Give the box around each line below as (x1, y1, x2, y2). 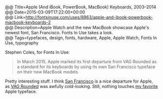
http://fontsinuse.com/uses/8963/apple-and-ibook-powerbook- (25, 14, 153, 20)
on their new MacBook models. (16, 69, 79, 74)
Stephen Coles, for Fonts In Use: (5, 49, 70, 55)
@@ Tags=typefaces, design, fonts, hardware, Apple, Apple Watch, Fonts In (5, 35, 157, 41)
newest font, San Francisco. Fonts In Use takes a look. (5, 30, 113, 35)
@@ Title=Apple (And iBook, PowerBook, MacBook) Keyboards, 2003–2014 (5, 4, 157, 10)
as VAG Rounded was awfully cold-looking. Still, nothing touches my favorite (5, 84, 158, 89)
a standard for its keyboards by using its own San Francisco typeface (16, 64, 156, 70)
